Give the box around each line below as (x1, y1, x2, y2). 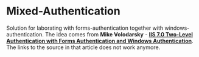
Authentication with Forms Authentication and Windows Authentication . (6, 37, 194, 44)
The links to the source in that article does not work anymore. (6, 44, 161, 51)
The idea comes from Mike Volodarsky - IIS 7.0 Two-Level (45, 30, 194, 38)
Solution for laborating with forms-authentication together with (6, 24, 163, 32)
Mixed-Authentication (6, 4, 120, 18)
